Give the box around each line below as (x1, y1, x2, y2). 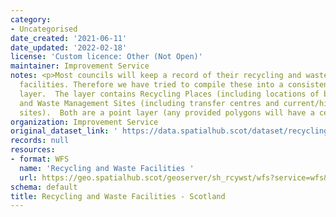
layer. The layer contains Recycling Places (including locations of (19, 89, 320, 99)
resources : (10, 145, 56, 155)
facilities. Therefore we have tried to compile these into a (19, 80, 284, 90)
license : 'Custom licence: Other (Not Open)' (10, 52, 203, 62)
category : (10, 14, 52, 25)
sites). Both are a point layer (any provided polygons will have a (19, 107, 315, 118)
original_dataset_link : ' (10, 126, 118, 136)
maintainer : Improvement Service (10, 61, 150, 71)
